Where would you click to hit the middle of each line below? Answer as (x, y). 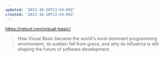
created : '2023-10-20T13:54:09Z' (40, 14)
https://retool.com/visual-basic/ (38, 28)
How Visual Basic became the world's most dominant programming (87, 38)
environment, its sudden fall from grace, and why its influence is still (88, 43)
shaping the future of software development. (64, 49)
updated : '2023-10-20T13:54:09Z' (40, 10)
